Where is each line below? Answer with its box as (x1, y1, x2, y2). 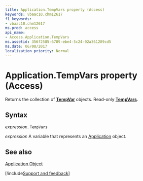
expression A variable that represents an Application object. (5, 134, 127, 140)
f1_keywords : (5, 16, 32, 21)
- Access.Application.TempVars (5, 35, 70, 40)
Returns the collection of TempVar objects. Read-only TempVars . (5, 97, 138, 103)
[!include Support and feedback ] (5, 171, 70, 177)
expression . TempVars (5, 124, 48, 130)
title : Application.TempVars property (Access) (5, 7, 105, 12)
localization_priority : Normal (5, 48, 70, 53)
